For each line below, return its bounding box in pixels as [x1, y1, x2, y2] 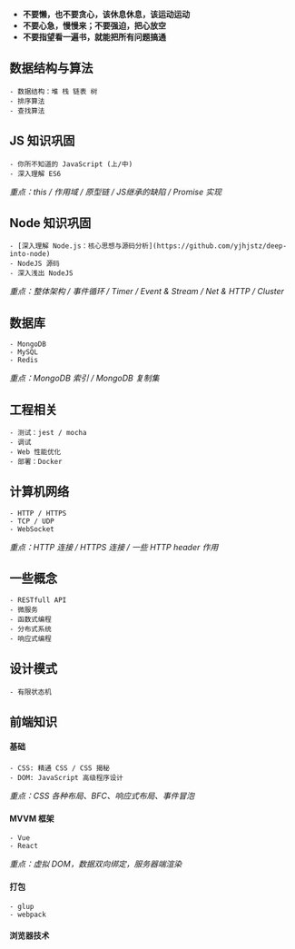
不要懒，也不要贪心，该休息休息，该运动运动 [22, 9, 191, 19]
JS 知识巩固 [9, 133, 75, 149]
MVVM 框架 [9, 813, 54, 824]
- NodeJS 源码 [9, 259, 61, 269]
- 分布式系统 [9, 624, 52, 634]
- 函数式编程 [9, 615, 52, 624]
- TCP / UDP [9, 517, 54, 526]
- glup [9, 902, 34, 911]
